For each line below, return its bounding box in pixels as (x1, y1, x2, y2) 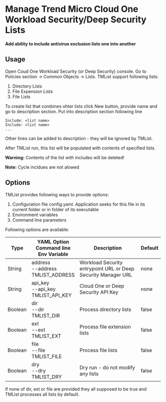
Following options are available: (5, 226, 69, 232)
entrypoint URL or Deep (80, 265, 135, 272)
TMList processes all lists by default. (5, 391, 80, 397)
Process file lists (80, 347, 118, 354)
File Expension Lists (12, 88, 53, 94)
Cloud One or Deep (80, 282, 124, 289)
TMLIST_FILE (31, 353, 62, 359)
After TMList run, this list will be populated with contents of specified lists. (5, 145, 156, 151)
